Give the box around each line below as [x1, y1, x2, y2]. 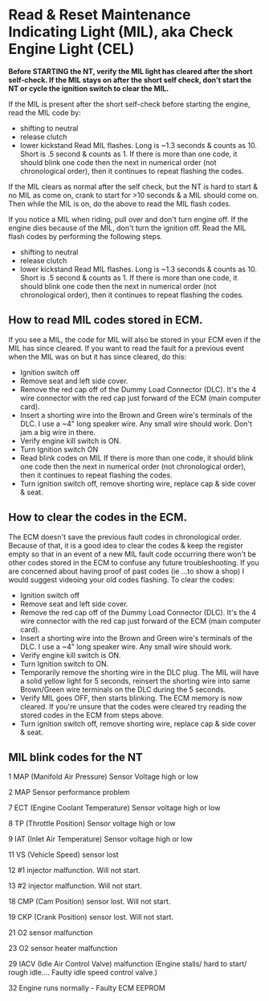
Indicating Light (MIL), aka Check [8, 23, 234, 41]
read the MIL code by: [8, 107, 82, 118]
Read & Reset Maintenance [8, 6, 191, 24]
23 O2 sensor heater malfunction [8, 944, 118, 953]
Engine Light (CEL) [8, 40, 135, 58]
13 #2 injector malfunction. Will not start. [8, 881, 142, 891]
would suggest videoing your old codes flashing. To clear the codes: [8, 574, 235, 585]
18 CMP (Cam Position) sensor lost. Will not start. [8, 896, 171, 907]
